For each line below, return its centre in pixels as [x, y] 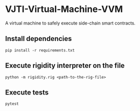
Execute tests [27, 92]
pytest [12, 104]
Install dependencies [38, 39]
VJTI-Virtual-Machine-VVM [64, 9]
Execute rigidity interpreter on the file [65, 66]
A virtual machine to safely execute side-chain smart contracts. [70, 23]
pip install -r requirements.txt [40, 50]
